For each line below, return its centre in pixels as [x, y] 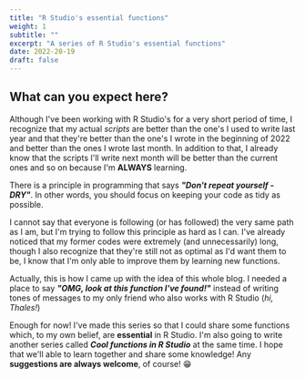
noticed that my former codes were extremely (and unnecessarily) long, [144, 241]
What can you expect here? [89, 97]
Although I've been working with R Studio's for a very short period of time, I [151, 118]
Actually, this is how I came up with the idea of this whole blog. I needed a [148, 278]
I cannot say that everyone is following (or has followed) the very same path [152, 222]
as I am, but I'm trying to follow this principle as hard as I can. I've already [147, 231]
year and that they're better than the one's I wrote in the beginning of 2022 [150, 138]
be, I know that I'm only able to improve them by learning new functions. [145, 261]
